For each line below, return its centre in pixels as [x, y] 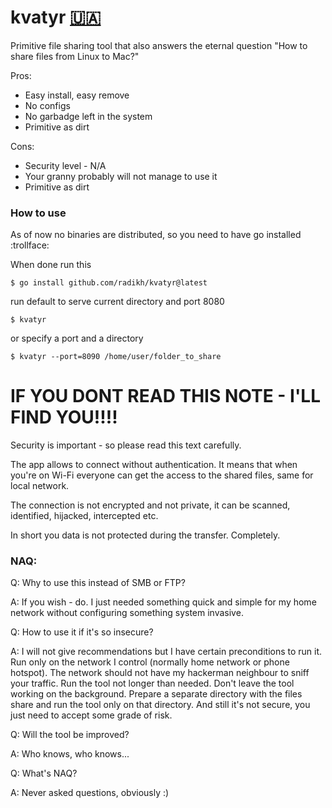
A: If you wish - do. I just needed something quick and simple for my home [163, 602]
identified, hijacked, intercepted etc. [84, 516]
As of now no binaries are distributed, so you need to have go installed [156, 235]
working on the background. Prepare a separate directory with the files [156, 694]
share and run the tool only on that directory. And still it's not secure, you [160, 705]
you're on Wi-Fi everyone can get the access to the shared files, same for [162, 475]
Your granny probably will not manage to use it [121, 176]
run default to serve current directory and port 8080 [117, 302]
